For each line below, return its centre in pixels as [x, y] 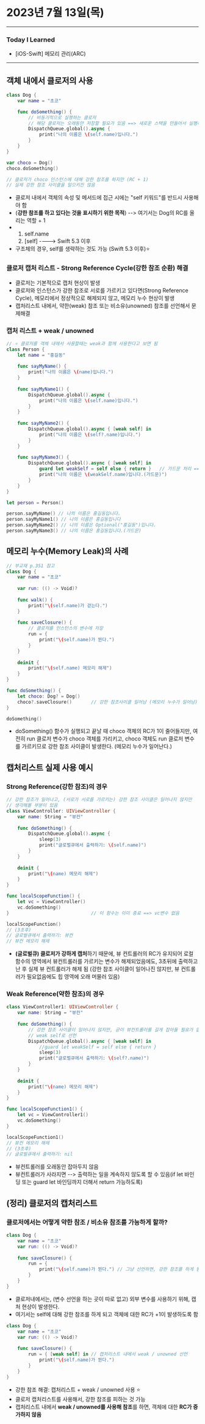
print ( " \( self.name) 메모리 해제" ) [70, 668]
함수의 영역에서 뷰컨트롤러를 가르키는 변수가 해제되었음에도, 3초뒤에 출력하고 [106, 961]
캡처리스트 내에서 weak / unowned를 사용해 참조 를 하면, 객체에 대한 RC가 [103, 1407]
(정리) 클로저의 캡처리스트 [52, 1203]
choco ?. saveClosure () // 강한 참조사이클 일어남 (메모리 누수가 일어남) [108, 702]
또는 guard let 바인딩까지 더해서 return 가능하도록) [82, 1182]
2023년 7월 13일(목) [56, 13]
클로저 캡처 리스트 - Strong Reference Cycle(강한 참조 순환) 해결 [97, 268]
